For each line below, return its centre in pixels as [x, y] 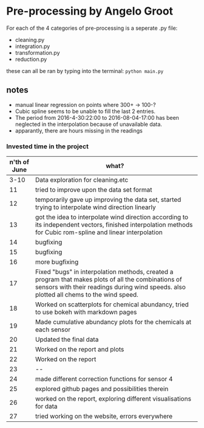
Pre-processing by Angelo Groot [90, 11]
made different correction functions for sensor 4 [104, 379]
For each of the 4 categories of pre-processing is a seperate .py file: [92, 28]
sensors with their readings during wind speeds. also [111, 287]
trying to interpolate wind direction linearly [96, 207]
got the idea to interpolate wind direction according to [112, 217]
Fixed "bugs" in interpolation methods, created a [104, 272]
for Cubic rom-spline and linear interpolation [99, 232]
